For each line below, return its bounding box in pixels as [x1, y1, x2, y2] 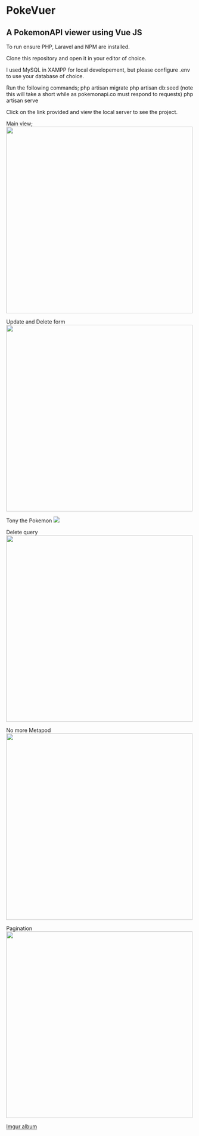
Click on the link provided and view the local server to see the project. [6, 109, 178, 115]
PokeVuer [6, 4, 56, 17]
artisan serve [6, 97, 39, 104]
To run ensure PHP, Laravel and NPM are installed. [6, 43, 130, 50]
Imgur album [6, 1123, 38, 1130]
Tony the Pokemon [6, 517, 52, 524]
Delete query [6, 529, 38, 535]
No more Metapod [6, 726, 51, 734]
